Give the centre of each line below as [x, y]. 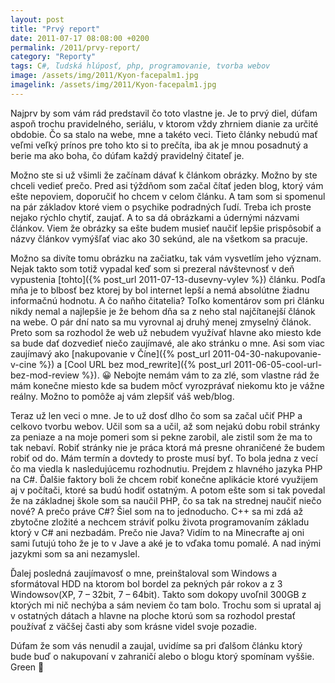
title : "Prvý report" [55, 29]
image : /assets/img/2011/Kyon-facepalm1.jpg [104, 76]
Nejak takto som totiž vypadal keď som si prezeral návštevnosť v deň [152, 268]
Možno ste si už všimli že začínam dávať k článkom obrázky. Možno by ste [164, 175]
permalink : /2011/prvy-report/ [75, 47]
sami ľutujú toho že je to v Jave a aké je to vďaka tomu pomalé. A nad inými [166, 543]
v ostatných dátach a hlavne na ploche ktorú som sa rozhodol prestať [153, 615]
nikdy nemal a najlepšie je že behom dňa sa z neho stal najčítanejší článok [163, 311]
